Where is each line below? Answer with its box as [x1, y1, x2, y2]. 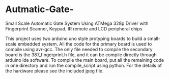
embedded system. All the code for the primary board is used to [17, 41, 152, 47]
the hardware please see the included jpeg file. [5, 67, 104, 74]
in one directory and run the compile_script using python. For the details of [5, 62, 162, 68]
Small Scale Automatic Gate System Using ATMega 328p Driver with [5, 20, 149, 26]
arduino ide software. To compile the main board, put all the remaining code [5, 57, 164, 63]
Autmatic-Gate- [5, 4, 74, 15]
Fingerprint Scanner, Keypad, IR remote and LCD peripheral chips [5, 25, 143, 31]
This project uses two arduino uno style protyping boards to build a [5, 35, 147, 42]
